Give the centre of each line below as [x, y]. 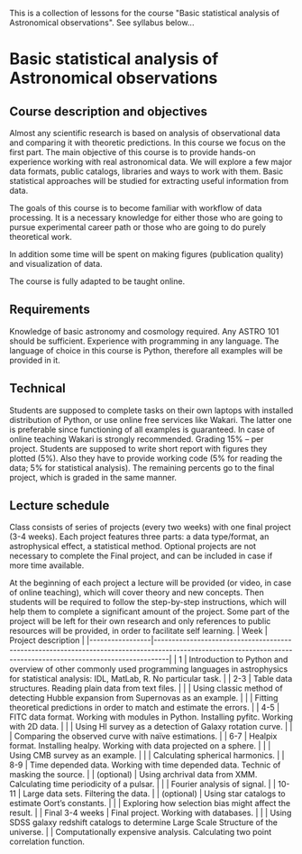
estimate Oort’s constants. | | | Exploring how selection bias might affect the [150, 803]
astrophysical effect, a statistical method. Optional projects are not [133, 546]
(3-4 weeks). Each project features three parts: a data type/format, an [139, 537]
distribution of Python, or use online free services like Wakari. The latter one [151, 419]
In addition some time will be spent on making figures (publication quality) [146, 254]
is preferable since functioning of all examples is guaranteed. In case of [142, 429]
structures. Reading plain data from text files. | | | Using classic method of [146, 688]
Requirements [50, 310]
